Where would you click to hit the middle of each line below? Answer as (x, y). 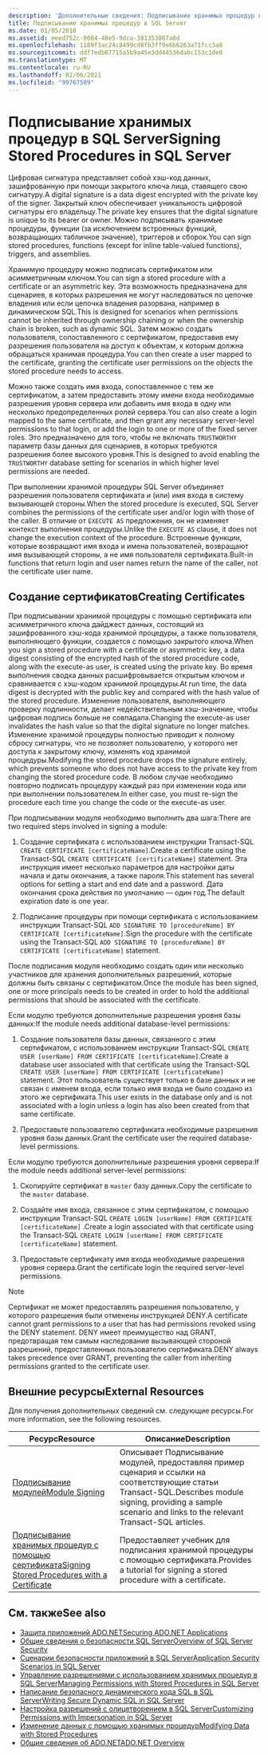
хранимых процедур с (55, 1545)
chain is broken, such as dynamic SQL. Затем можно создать (110, 329)
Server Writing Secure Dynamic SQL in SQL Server (102, 1700)
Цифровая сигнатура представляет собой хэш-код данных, (110, 178)
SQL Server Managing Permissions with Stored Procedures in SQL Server (139, 1683)
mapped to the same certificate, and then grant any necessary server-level (132, 420)
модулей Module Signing (59, 1493)
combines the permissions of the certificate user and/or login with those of (131, 512)
